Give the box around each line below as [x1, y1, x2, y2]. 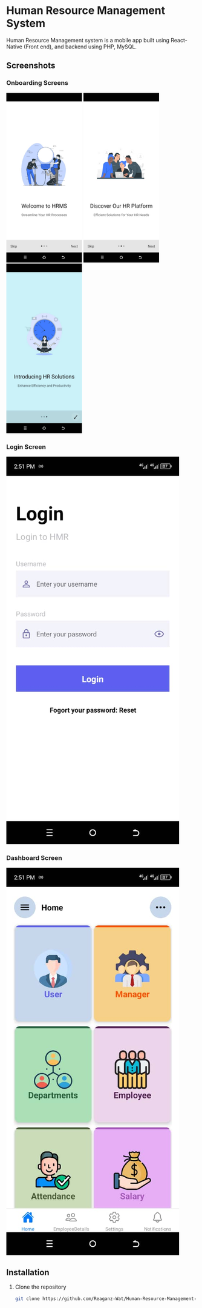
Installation [6, 1267, 50, 1278]
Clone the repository [15, 1283, 67, 1290]
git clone [15, 1296, 41, 1302]
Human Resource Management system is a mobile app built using [6, 36, 170, 44]
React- [171, 36, 187, 44]
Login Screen [6, 443, 47, 451]
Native [6, 43, 23, 50]
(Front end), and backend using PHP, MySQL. [24, 43, 137, 50]
